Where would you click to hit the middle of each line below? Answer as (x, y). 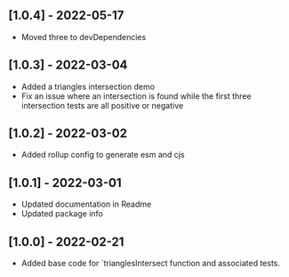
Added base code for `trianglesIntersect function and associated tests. (151, 264)
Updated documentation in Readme (86, 204)
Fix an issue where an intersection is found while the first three (136, 96)
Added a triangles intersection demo (88, 86)
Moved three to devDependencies (84, 37)
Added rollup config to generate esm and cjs (103, 155)
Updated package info (62, 214)
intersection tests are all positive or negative (102, 105)
